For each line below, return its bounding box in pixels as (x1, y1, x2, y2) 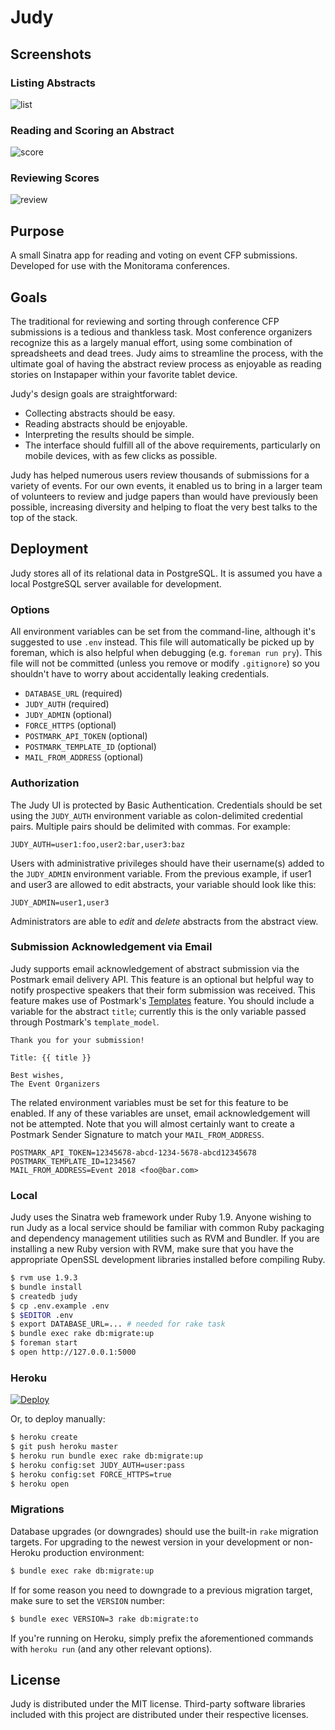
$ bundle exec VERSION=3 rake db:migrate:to (10, 1614, 199, 1624)
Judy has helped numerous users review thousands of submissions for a (10, 469, 310, 481)
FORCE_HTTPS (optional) (24, 719, 117, 731)
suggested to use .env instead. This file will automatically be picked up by (10, 636, 315, 648)
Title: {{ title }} (10, 1052, 92, 1063)
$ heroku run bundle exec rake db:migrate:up (10, 1451, 203, 1461)
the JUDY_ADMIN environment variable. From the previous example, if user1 (10, 867, 312, 880)
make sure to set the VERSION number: (10, 1594, 166, 1606)
